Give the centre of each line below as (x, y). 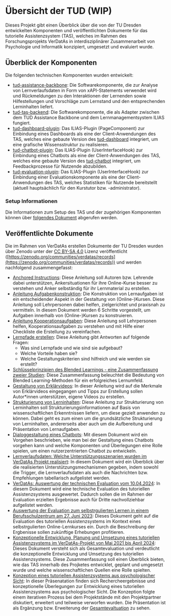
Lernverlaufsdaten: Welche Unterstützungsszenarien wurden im (80, 456)
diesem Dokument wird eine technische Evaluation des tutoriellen (81, 489)
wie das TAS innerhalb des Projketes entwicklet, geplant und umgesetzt (88, 564)
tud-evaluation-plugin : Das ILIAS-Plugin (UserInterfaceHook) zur (80, 171)
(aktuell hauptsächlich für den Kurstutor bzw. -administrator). (77, 188)
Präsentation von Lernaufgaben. (46, 429)
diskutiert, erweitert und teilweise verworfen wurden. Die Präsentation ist (89, 602)
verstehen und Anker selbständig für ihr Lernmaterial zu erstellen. (82, 288)
